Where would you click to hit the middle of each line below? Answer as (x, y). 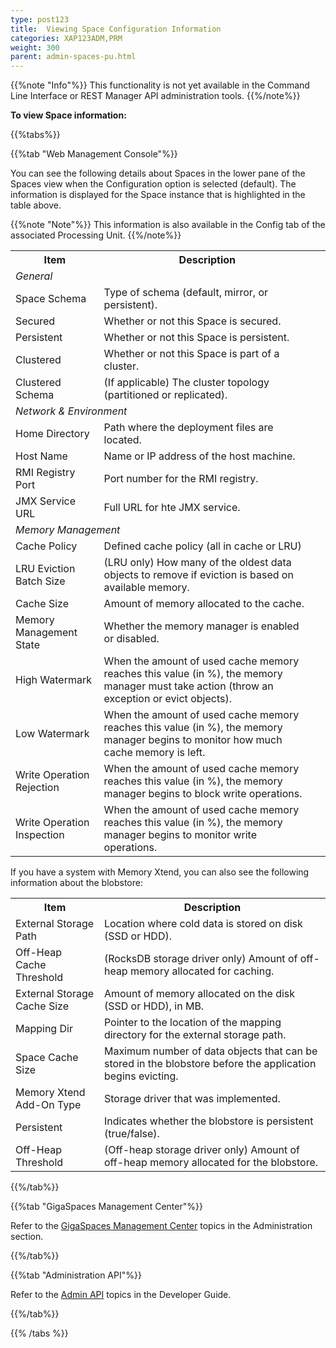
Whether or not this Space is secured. (192, 321)
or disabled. (131, 639)
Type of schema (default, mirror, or (186, 293)
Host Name (41, 456)
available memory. (146, 588)
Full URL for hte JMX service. (172, 508)
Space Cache (47, 1058)
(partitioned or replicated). (165, 395)
